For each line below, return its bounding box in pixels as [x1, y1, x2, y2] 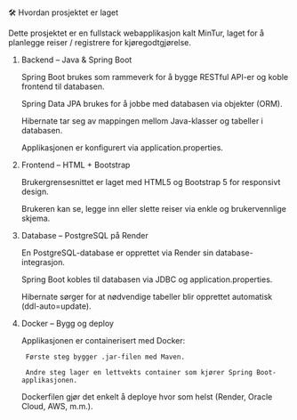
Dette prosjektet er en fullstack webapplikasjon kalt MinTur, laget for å [8, 28, 264, 38]
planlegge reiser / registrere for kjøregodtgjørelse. [8, 37, 192, 47]
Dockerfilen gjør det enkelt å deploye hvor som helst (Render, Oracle [20, 392, 273, 402]
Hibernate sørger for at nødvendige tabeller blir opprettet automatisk [20, 292, 273, 302]
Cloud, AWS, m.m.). [20, 401, 93, 411]
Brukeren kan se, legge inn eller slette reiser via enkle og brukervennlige [20, 204, 286, 214]
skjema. [20, 213, 51, 223]
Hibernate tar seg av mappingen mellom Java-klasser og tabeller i [20, 116, 263, 126]
